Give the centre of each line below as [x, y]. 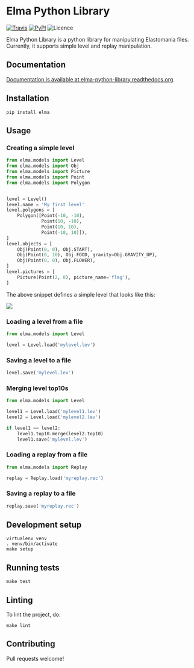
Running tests [33, 568]
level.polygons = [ [31, 210]
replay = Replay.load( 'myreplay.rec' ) [55, 478]
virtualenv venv [27, 539]
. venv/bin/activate [32, 544]
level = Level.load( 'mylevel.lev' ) [51, 345]
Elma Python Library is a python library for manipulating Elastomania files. [98, 39]
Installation [28, 99]
